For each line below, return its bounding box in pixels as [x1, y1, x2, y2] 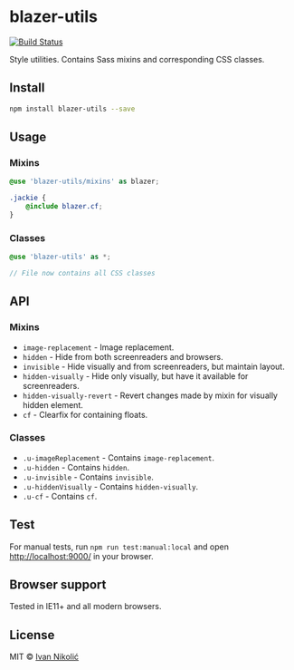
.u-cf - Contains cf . [22, 490, 98, 501]
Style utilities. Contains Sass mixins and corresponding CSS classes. [9, 53, 265, 64]
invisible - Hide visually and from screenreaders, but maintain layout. [22, 361, 285, 372]
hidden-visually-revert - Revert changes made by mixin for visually [22, 390, 279, 401]
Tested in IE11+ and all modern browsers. [9, 601, 162, 612]
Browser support [9, 578, 107, 593]
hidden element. [22, 399, 84, 410]
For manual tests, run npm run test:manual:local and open [9, 541, 229, 552]
